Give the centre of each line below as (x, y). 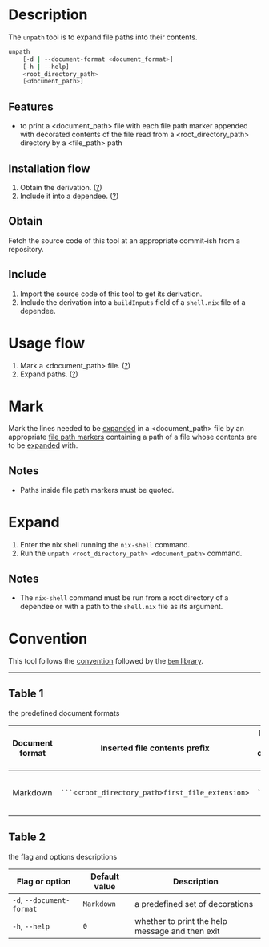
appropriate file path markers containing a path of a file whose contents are (133, 437)
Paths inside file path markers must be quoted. (97, 490)
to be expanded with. (43, 445)
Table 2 (27, 837)
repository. (26, 249)
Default (105, 876)
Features (31, 106)
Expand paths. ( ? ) (49, 374)
